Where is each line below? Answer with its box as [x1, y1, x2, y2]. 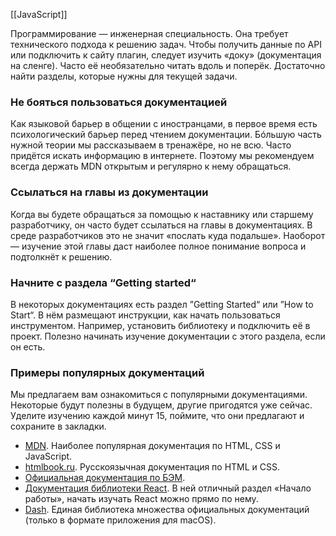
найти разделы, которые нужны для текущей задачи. [10, 70, 238, 82]
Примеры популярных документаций [10, 365, 205, 379]
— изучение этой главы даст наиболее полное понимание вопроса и [10, 240, 307, 252]
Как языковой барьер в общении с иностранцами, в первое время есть [10, 118, 318, 130]
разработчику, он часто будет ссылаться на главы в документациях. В [10, 219, 313, 231]
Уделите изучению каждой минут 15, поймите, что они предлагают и [10, 410, 305, 422]
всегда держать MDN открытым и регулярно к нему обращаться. [10, 160, 292, 173]
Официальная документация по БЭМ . [24, 472, 186, 484]
